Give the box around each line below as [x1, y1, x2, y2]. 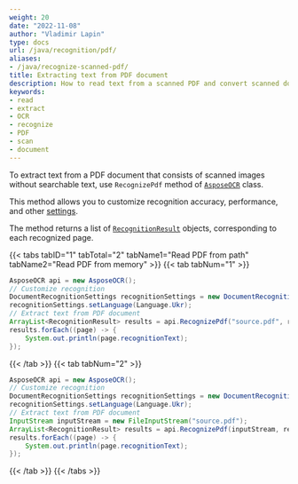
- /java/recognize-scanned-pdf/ [9, 63, 129, 72]
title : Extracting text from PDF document [9, 71, 169, 80]
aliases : [9, 54, 42, 63]
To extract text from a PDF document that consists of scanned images [9, 170, 265, 180]
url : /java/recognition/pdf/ [9, 46, 117, 55]
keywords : [9, 87, 46, 96]
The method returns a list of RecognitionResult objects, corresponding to [9, 223, 278, 234]
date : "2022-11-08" [9, 21, 82, 30]
